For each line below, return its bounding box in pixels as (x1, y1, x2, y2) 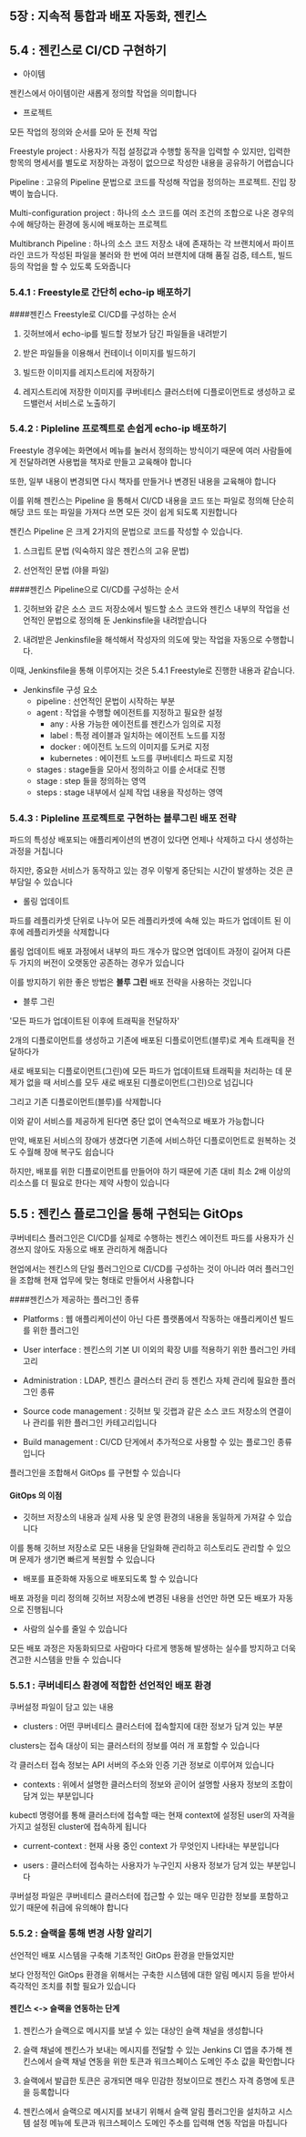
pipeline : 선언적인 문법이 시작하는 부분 (36, 696, 176, 707)
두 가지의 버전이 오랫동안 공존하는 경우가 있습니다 (9, 957, 185, 968)
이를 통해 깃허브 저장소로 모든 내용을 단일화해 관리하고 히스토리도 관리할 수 (9, 1543, 275, 1554)
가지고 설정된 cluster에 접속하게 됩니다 (9, 1822, 148, 1832)
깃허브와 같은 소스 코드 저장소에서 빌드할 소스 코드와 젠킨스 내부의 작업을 (22, 603, 280, 614)
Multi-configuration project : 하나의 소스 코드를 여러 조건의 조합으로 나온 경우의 (9, 208, 294, 219)
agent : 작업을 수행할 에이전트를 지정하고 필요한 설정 (36, 707, 223, 717)
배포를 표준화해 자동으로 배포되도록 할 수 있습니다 (22, 1574, 199, 1585)
